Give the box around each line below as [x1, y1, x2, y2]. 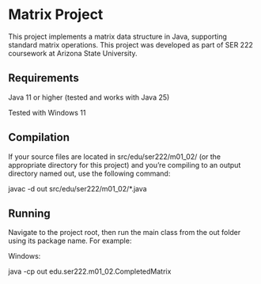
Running [8, 206, 51, 220]
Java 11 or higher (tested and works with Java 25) [8, 93, 170, 102]
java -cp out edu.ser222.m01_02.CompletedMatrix [8, 267, 172, 276]
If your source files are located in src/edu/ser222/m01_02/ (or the [8, 152, 221, 161]
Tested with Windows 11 [8, 108, 86, 117]
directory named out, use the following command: [8, 169, 171, 178]
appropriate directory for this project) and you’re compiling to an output [8, 160, 241, 169]
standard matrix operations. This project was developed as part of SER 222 [8, 40, 253, 49]
